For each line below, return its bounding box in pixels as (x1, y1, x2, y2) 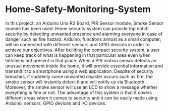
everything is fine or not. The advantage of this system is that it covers (5, 89, 152, 95)
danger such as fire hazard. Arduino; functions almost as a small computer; (5, 36, 161, 42)
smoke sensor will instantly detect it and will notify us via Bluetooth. (5, 79, 146, 85)
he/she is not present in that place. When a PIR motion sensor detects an (5, 57, 157, 63)
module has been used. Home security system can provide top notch (5, 25, 149, 31)
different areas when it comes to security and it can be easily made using (5, 94, 158, 101)
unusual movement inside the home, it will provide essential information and (5, 63, 163, 69)
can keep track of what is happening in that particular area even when (5, 52, 151, 58)
